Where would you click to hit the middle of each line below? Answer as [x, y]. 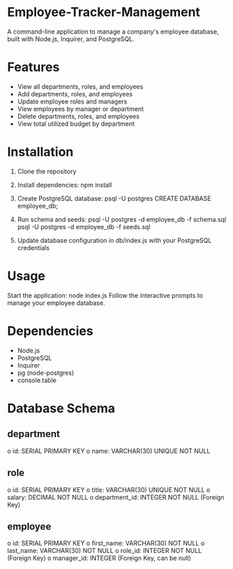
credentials [33, 247]
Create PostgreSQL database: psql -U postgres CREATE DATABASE [114, 198]
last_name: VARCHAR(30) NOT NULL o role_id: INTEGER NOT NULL [105, 551]
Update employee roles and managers [72, 101]
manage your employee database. [56, 303]
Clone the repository [47, 171]
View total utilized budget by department [76, 124]
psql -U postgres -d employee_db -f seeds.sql [84, 226]
